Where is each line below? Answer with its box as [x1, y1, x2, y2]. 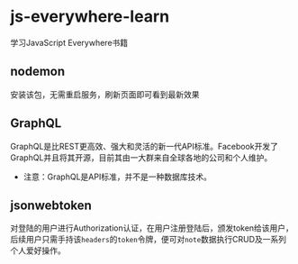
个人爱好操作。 [10, 245, 66, 256]
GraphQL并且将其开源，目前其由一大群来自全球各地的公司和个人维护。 [10, 151, 273, 163]
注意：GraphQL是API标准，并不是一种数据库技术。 [23, 171, 212, 182]
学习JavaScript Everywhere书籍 [10, 37, 129, 48]
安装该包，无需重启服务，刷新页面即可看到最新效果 [10, 88, 200, 100]
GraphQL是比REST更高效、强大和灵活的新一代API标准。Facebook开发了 [10, 141, 278, 151]
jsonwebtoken [10, 197, 93, 213]
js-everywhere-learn [10, 6, 170, 27]
